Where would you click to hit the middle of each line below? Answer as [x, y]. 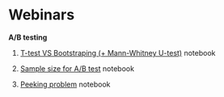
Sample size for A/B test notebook [77, 68]
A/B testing [28, 37]
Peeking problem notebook [65, 84]
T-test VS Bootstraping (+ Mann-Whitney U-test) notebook [118, 53]
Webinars [42, 15]
